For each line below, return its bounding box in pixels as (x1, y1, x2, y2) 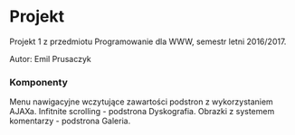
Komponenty (9, 76, 68, 88)
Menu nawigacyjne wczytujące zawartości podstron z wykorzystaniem (9, 96, 273, 107)
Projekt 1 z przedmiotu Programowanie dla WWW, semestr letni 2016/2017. (9, 36, 287, 47)
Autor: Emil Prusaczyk (9, 53, 92, 64)
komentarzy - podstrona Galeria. (9, 115, 131, 127)
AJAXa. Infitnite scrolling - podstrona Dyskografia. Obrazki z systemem (9, 106, 275, 117)
